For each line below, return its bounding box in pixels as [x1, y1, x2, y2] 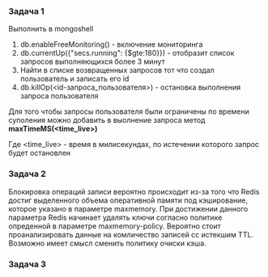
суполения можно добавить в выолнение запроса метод [8, 115, 206, 125]
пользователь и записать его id [19, 74, 130, 84]
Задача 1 [8, 6, 45, 17]
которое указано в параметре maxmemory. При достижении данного [8, 204, 249, 213]
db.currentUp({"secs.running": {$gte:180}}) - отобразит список [19, 48, 235, 58]
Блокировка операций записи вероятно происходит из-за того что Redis [8, 187, 260, 196]
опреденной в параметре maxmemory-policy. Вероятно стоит [8, 220, 221, 231]
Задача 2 [8, 168, 46, 179]
